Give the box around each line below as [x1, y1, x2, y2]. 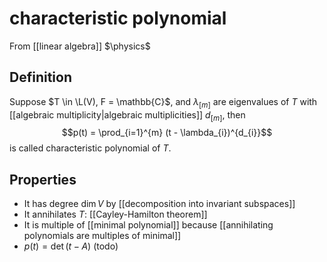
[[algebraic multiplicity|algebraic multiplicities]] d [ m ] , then [9, 108, 246, 123]
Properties [9, 171, 77, 188]
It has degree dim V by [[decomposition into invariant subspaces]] [23, 198, 296, 210]
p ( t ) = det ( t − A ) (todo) [23, 240, 119, 252]
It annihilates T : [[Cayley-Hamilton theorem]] [23, 208, 208, 221]
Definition [9, 69, 72, 86]
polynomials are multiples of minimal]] [23, 230, 182, 242]
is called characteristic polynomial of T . [9, 142, 172, 154]
